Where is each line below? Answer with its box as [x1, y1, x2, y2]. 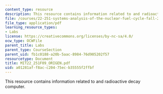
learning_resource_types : [5, 25, 57, 30]
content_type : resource [5, 7, 53, 12]
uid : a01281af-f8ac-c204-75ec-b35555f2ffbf [5, 66, 95, 70]
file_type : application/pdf [5, 20, 62, 26]
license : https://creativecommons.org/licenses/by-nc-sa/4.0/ [5, 34, 133, 39]
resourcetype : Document [5, 56, 53, 61]
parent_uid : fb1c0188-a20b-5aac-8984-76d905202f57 [5, 52, 110, 57]
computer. [5, 84, 26, 89]
